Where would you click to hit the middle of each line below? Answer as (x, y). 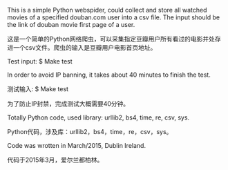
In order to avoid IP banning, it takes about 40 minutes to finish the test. (109, 75)
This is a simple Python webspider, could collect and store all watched (107, 10)
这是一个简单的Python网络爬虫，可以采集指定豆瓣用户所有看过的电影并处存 (114, 39)
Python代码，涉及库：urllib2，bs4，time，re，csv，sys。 (90, 132)
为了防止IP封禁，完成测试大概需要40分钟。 (68, 104)
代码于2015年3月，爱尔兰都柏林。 (55, 160)
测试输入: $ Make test (38, 89)
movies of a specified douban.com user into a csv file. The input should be (113, 17)
